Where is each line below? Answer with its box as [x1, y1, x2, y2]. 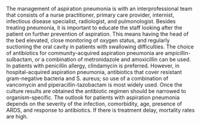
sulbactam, [6, 56, 34, 63]
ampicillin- [165, 50, 191, 56]
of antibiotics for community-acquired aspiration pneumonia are [6, 50, 164, 56]
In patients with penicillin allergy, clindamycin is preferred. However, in [6, 62, 179, 69]
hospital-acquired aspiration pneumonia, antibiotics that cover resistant [6, 69, 182, 75]
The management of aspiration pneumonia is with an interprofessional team [6, 5, 193, 12]
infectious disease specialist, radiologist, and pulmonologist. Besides [6, 18, 176, 24]
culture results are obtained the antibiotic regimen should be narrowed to [6, 88, 187, 94]
